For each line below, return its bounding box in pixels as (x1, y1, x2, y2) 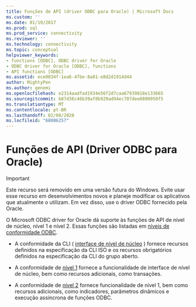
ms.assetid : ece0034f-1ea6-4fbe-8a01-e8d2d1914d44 (6, 74, 132, 80)
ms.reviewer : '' (6, 36, 46, 42)
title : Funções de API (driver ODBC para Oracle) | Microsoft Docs (6, 8, 174, 15)
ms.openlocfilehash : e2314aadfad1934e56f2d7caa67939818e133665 (6, 90, 164, 96)
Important (6, 175, 30, 182)
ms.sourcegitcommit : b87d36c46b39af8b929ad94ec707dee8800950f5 (6, 96, 164, 102)
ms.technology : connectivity (6, 42, 77, 48)
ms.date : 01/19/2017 (6, 19, 57, 25)
